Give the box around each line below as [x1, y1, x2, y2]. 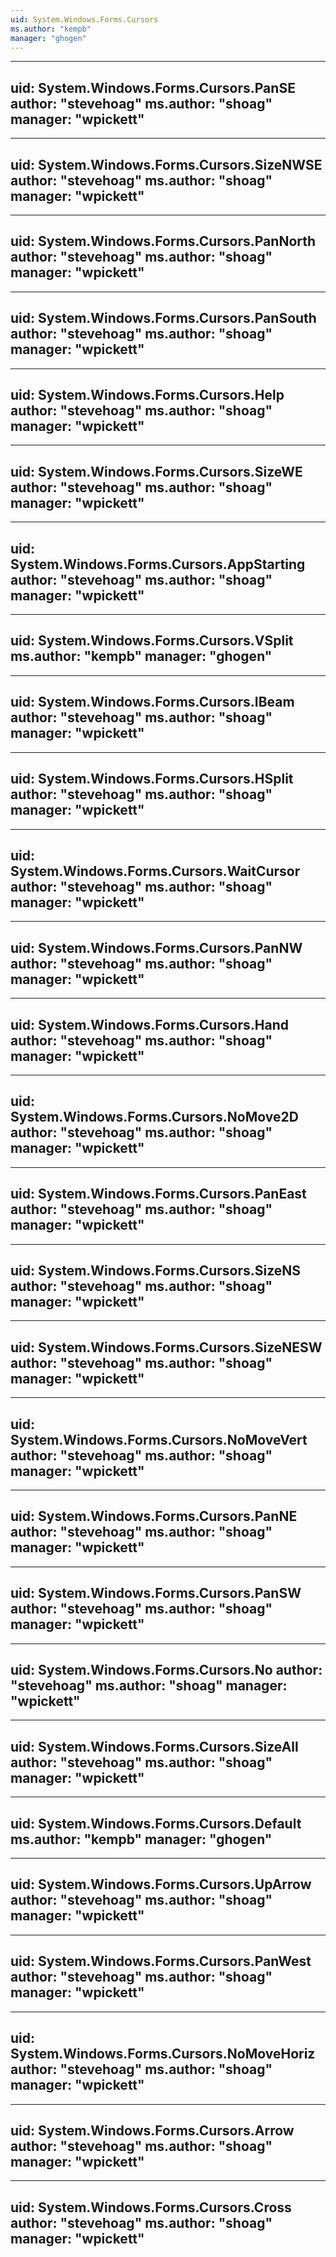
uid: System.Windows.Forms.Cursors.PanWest [10, 1953, 312, 1970]
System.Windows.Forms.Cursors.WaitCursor [10, 862, 301, 880]
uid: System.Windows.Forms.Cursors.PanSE [10, 79, 296, 96]
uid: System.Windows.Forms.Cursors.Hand [10, 1016, 289, 1033]
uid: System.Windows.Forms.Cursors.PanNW [10, 939, 303, 956]
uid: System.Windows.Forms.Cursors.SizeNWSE [10, 156, 323, 173]
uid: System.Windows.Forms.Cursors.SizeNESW [10, 1339, 323, 1356]
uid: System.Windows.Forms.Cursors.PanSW [10, 1585, 302, 1602]
